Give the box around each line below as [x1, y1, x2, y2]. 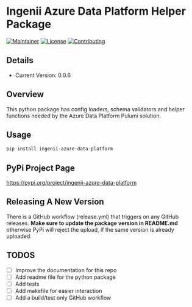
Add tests [15, 280, 40, 287]
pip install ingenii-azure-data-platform [6, 146, 113, 152]
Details [6, 55, 34, 65]
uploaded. [6, 232, 32, 240]
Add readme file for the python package [15, 273, 116, 281]
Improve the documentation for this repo [15, 266, 117, 273]
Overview [6, 89, 44, 100]
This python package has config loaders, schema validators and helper [6, 105, 185, 113]
